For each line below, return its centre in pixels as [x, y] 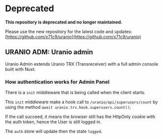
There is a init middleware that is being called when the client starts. [75, 93]
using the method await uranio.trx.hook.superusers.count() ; [68, 107]
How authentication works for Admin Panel [57, 82]
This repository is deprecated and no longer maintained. [64, 22]
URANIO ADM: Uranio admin [49, 52]
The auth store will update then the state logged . [54, 131]
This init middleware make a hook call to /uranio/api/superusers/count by [81, 102]
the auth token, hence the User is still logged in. [53, 122]
